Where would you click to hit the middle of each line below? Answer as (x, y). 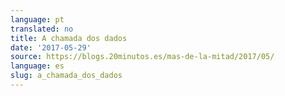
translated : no (42, 29)
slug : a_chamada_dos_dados (66, 76)
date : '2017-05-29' (51, 47)
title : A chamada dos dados (69, 38)
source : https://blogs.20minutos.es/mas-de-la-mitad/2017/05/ (142, 57)
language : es (37, 66)
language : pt (37, 19)
